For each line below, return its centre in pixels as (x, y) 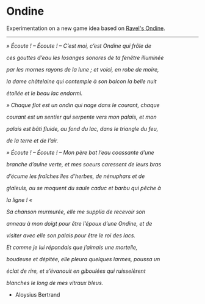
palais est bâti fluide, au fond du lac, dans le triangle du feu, (82, 128)
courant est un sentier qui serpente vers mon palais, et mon (81, 117)
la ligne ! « (19, 199)
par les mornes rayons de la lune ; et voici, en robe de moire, (83, 69)
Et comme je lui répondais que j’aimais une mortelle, (72, 247)
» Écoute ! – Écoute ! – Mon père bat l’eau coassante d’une (80, 152)
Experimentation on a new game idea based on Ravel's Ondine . (86, 28)
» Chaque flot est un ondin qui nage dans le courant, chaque (83, 105)
